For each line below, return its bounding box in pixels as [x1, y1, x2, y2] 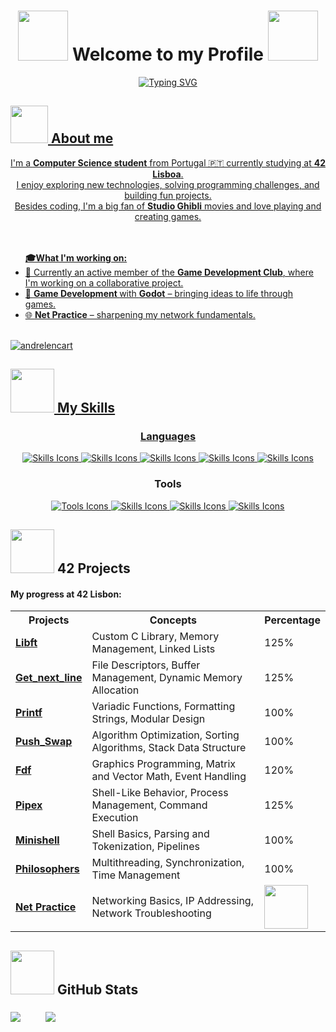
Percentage [264, 613, 321, 627]
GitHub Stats [56, 981, 139, 998]
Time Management [91, 868, 181, 882]
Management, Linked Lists [91, 642, 216, 656]
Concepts [149, 613, 198, 627]
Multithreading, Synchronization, [91, 856, 245, 870]
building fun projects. [124, 189, 212, 201]
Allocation [91, 683, 140, 697]
